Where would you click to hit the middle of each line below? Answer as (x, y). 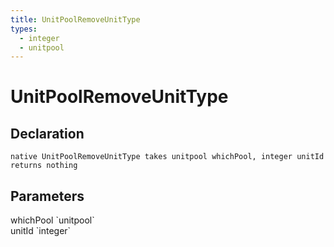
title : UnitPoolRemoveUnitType (75, 19)
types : (24, 29)
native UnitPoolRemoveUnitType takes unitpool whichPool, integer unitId (167, 157)
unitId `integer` (41, 231)
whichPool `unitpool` (52, 220)
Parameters (47, 196)
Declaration (47, 133)
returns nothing (44, 166)
